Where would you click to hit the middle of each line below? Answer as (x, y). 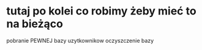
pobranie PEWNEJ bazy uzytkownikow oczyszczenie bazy (80, 40)
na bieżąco (35, 24)
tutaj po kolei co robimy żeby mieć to (102, 11)
